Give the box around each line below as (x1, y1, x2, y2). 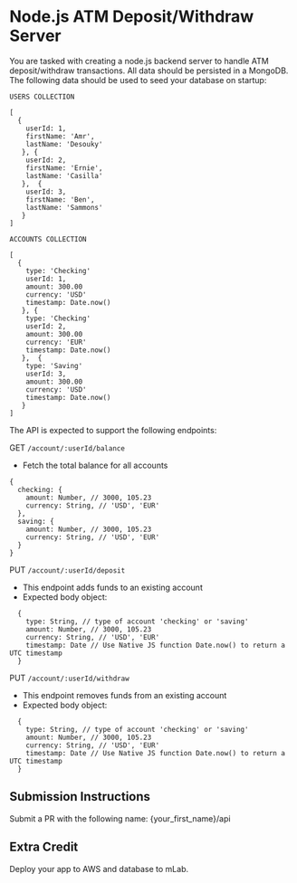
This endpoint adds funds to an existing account (22, 582, 204, 593)
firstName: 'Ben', (25, 195, 95, 204)
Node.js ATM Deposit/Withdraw (9, 6, 254, 27)
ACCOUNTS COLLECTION (9, 234, 88, 243)
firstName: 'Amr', (25, 131, 95, 141)
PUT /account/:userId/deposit (9, 564, 126, 575)
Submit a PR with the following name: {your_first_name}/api (9, 812, 231, 824)
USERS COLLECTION (9, 92, 75, 101)
